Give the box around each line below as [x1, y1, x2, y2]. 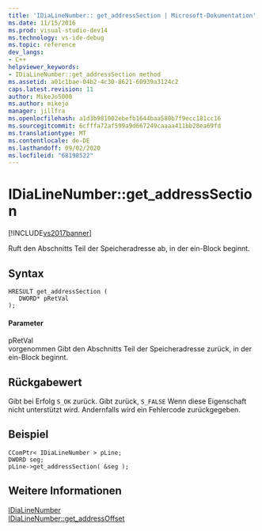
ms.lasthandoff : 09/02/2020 [8, 144, 101, 152]
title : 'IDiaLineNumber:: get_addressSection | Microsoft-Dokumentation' [8, 11, 257, 20]
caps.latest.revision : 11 [8, 85, 93, 93]
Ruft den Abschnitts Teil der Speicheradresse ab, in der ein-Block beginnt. [8, 244, 251, 253]
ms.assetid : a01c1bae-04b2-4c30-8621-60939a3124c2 [8, 78, 179, 85]
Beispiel [8, 428, 49, 442]
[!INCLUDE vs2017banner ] [8, 229, 93, 238]
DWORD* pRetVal [18, 294, 69, 302]
